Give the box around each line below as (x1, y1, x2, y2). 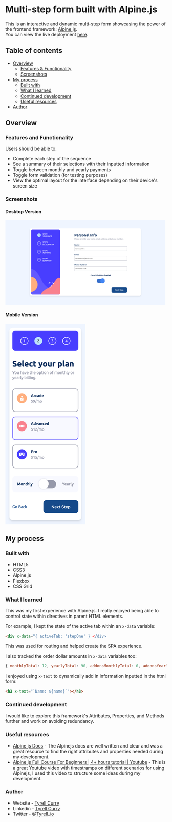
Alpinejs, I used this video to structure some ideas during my (12, 770, 141, 776)
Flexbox (12, 577, 30, 584)
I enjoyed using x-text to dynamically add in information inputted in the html (5, 673, 166, 679)
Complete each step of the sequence (12, 156, 91, 162)
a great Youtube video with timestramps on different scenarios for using (12, 764, 165, 771)
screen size (12, 183, 37, 189)
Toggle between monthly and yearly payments (12, 166, 111, 173)
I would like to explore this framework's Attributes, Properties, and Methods (5, 713, 165, 719)
